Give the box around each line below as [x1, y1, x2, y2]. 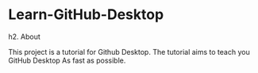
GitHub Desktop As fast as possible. [8, 56, 126, 65]
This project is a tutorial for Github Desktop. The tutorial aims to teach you [8, 47, 250, 56]
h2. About [8, 32, 41, 41]
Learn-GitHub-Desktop [8, 6, 164, 24]
